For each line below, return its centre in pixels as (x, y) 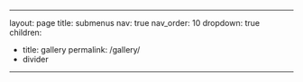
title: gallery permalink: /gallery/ (81, 49)
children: (26, 33)
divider (36, 59)
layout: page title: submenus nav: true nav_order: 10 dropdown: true (134, 23)
